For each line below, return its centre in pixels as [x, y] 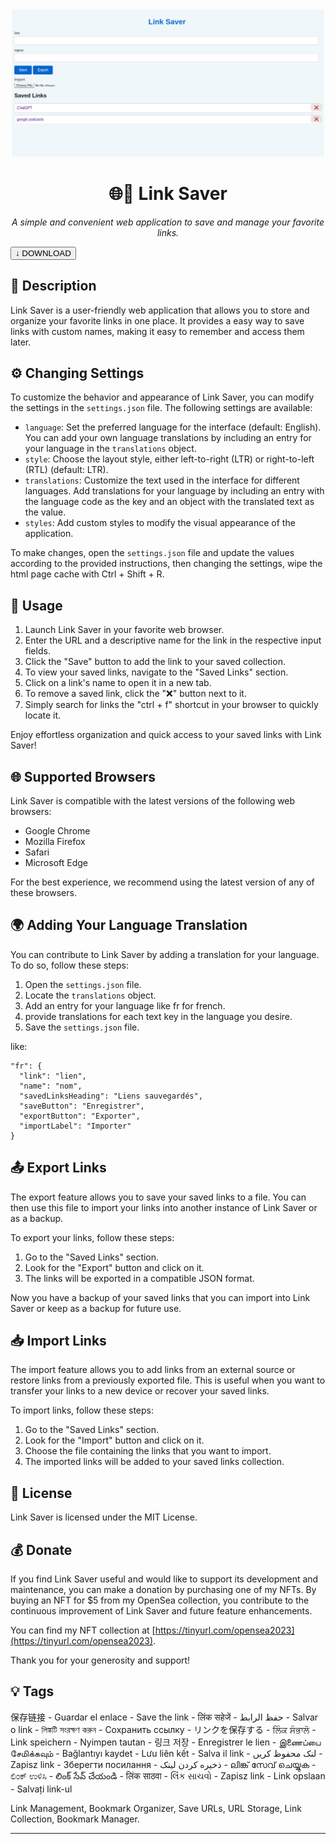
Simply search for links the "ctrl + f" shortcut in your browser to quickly [171, 705]
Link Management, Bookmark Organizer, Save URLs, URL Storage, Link [156, 1808]
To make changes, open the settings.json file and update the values [152, 553]
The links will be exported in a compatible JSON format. [139, 1278]
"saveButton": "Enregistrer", [82, 1106]
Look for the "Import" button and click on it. [114, 1440]
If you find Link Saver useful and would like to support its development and [164, 1579]
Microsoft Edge [56, 863]
